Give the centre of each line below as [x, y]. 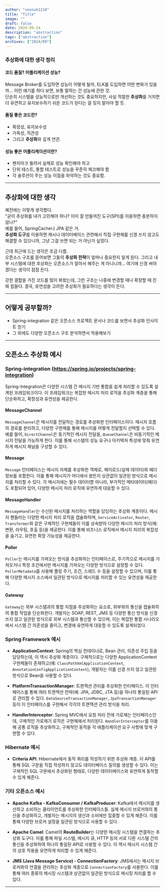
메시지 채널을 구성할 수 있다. [41, 446]
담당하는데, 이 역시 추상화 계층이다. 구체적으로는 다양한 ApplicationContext [84, 657]
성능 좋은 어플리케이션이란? [31, 151]
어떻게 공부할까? [28, 308]
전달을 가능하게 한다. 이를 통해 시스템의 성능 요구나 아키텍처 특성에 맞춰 [82, 440]
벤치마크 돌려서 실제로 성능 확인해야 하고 [51, 163]
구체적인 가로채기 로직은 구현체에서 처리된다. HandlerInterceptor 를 [84, 721]
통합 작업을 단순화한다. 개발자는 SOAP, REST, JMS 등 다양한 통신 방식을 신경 [84, 613]
